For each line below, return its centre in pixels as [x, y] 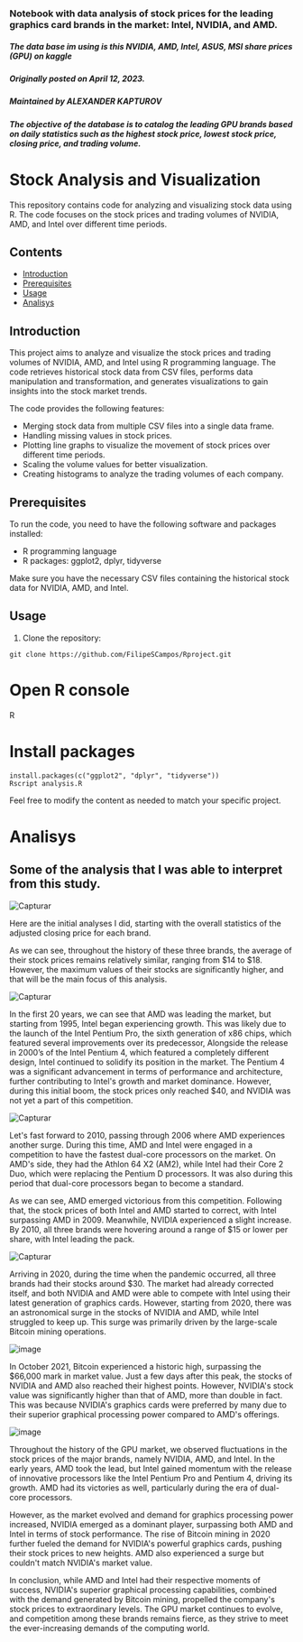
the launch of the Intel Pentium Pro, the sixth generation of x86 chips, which [151, 1033]
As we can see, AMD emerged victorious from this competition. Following [146, 1200]
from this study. [55, 884]
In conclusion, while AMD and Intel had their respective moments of [135, 1580]
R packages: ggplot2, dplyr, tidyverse [92, 561]
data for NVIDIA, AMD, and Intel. [69, 588]
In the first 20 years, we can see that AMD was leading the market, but [141, 1014]
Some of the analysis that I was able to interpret [146, 870]
